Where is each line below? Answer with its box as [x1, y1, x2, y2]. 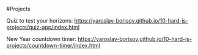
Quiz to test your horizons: [6, 17, 73, 24]
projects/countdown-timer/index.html [6, 42, 101, 49]
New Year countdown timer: [6, 35, 77, 42]
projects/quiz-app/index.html [6, 24, 80, 31]
